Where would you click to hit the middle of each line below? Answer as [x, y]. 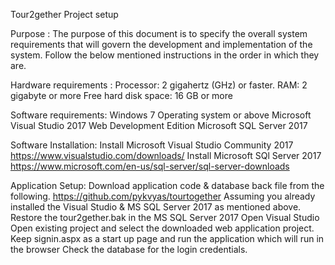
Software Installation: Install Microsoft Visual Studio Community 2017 [152, 145]
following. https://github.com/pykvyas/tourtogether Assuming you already [163, 196]
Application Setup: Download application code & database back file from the [167, 185]
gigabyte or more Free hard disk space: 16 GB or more [121, 95]
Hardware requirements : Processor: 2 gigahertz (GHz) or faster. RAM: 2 [159, 85]
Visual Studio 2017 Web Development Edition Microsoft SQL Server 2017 [159, 125]
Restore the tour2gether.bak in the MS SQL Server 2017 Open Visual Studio [165, 217]
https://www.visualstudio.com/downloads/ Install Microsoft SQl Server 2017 [166, 155]
